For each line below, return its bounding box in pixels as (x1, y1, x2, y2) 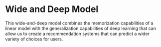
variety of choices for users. (5, 36, 63, 42)
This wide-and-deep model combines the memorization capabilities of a (5, 20, 154, 26)
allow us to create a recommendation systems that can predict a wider (5, 30, 150, 36)
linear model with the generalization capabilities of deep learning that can (5, 25, 156, 31)
